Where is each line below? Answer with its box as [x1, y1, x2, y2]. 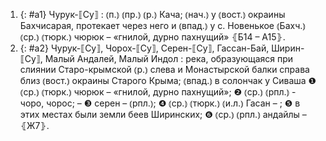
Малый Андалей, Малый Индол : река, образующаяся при [44, 53, 294, 64]
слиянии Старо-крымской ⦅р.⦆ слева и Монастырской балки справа [19, 64, 310, 75]
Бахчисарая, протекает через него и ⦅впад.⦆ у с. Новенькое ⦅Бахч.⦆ [19, 20, 306, 31]
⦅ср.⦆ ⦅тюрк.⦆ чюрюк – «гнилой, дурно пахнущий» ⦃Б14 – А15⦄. [19, 31, 286, 43]
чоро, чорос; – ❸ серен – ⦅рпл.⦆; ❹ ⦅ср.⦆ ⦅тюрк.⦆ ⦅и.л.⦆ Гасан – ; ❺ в [19, 97, 301, 109]
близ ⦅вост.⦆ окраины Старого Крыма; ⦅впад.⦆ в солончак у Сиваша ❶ [19, 75, 317, 86]
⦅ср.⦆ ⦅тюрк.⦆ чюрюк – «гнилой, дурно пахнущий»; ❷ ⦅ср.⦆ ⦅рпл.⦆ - [19, 86, 297, 98]
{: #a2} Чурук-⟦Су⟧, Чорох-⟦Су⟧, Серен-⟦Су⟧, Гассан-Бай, [19, 42, 270, 54]
